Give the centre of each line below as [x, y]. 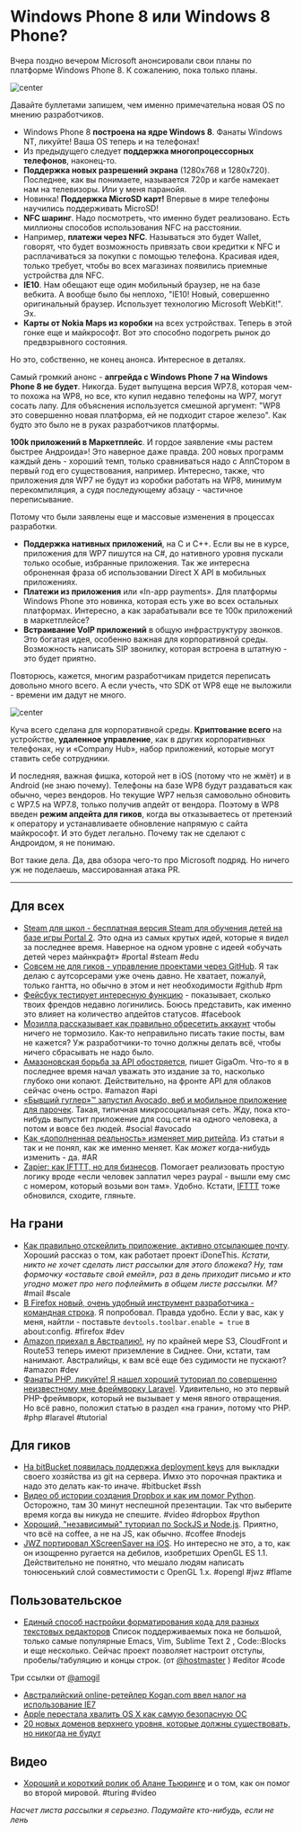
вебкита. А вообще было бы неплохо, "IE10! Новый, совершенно [146, 294]
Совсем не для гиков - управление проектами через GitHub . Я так [151, 966]
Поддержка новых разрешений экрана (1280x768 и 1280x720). [146, 170]
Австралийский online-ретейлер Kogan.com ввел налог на [135, 1695]
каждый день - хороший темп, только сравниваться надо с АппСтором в [150, 461]
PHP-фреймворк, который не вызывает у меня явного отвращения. [152, 1398]
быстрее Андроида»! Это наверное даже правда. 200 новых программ [147, 451]
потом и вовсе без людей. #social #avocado [107, 1128]
